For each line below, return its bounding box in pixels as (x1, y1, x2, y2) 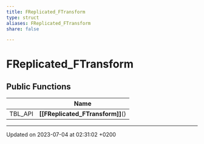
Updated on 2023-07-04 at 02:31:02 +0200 (6, 131, 117, 139)
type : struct (6, 15, 39, 21)
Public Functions (6, 81, 71, 92)
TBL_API (9, 110, 33, 118)
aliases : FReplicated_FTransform (6, 20, 91, 26)
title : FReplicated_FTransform (6, 9, 86, 15)
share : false (6, 26, 39, 32)
